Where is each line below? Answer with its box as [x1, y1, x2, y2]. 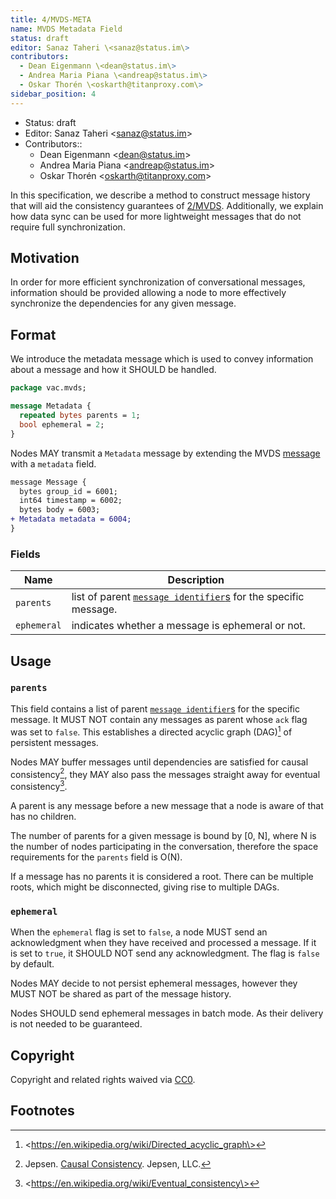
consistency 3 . [10, 779, 68, 792]
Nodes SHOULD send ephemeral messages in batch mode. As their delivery [10, 1007, 324, 1020]
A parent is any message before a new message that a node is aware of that [10, 799, 324, 811]
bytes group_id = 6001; [19, 486, 118, 496]
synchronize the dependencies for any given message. [10, 297, 237, 310]
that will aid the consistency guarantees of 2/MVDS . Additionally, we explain [10, 199, 324, 211]
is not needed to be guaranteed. [10, 1018, 143, 1030]
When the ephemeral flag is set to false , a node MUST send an [10, 926, 268, 938]
